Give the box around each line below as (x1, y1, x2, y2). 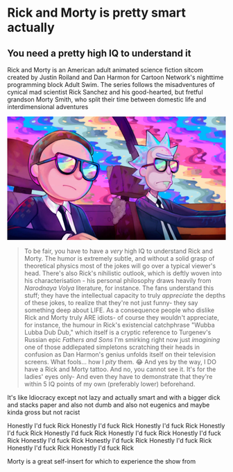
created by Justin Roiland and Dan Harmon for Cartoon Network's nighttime (7, 73, 224, 81)
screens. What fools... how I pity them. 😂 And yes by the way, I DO (24, 357, 217, 366)
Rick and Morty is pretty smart (7, 5, 186, 21)
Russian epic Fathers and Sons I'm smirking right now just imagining (24, 335, 221, 343)
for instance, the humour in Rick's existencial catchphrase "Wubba (24, 320, 215, 329)
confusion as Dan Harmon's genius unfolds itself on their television (24, 350, 216, 359)
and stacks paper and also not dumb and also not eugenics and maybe (7, 400, 210, 409)
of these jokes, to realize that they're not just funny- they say (24, 298, 198, 307)
